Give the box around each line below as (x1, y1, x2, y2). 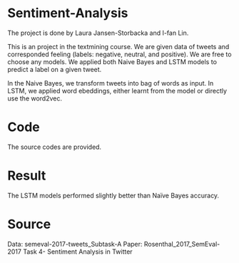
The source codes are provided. (7, 143, 102, 151)
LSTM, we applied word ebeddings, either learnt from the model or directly (7, 86, 227, 95)
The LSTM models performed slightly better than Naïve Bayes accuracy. (7, 191, 220, 200)
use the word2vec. (7, 94, 63, 103)
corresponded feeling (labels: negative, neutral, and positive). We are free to (7, 50, 232, 58)
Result (7, 167, 46, 184)
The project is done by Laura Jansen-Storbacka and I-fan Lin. (7, 29, 189, 37)
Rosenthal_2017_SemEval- (143, 239, 220, 248)
